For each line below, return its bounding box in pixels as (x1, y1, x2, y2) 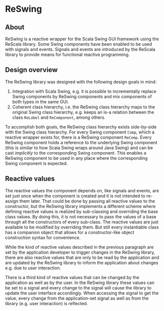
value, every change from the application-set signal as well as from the (5, 295, 149, 301)
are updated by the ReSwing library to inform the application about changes (5, 259, 159, 265)
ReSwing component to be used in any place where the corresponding (5, 155, 148, 161)
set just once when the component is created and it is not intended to (5, 193, 146, 199)
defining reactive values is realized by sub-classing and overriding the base (5, 208, 158, 214)
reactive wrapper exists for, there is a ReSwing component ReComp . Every (5, 134, 152, 140)
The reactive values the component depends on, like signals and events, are (5, 187, 160, 193)
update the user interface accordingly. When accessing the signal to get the (5, 290, 159, 296)
